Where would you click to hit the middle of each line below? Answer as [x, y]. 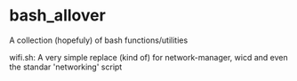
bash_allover [58, 16]
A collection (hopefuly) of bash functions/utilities [99, 40]
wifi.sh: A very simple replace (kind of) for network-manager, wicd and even [149, 57]
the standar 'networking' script [66, 67]
